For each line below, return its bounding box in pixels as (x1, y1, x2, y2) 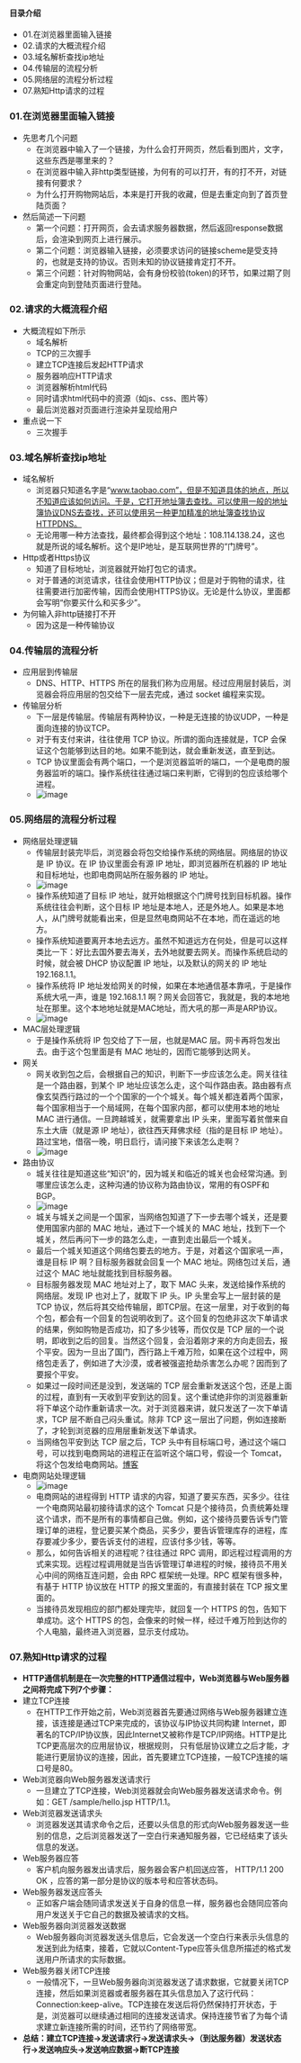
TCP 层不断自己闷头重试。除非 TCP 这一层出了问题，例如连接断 (51, 1413, 287, 1425)
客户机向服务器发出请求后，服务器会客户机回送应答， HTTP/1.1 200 (35, 1863, 285, 1875)
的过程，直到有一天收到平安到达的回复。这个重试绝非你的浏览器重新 (35, 1391, 288, 1402)
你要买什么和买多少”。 (62, 598, 146, 608)
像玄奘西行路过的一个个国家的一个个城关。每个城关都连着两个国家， (35, 1091, 288, 1102)
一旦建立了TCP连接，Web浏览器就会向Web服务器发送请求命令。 (35, 1785, 275, 1796)
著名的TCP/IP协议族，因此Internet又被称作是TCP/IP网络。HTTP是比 (35, 1728, 288, 1740)
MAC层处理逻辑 (22, 1023, 81, 1034)
